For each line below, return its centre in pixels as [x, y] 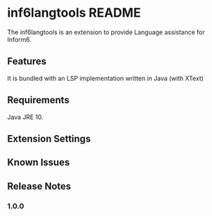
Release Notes [39, 186]
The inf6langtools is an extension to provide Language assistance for [106, 32]
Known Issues [39, 163]
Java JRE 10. [25, 117]
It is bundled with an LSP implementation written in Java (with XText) [105, 78]
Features [27, 62]
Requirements [38, 100]
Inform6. [19, 39]
